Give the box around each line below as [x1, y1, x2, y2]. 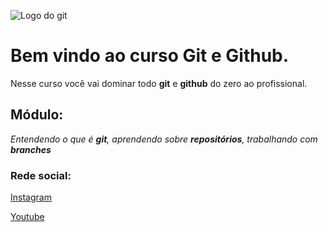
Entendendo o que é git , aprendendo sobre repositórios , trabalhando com [10, 133, 318, 145]
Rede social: [10, 168, 72, 182]
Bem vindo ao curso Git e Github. [10, 45, 290, 67]
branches [10, 143, 52, 155]
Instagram [10, 191, 52, 204]
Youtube [10, 211, 45, 223]
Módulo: [10, 106, 64, 124]
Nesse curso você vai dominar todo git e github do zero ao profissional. [10, 77, 308, 89]
